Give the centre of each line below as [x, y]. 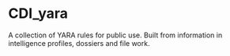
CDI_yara [38, 14]
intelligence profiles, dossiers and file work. [79, 43]
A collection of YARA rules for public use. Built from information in [115, 35]
